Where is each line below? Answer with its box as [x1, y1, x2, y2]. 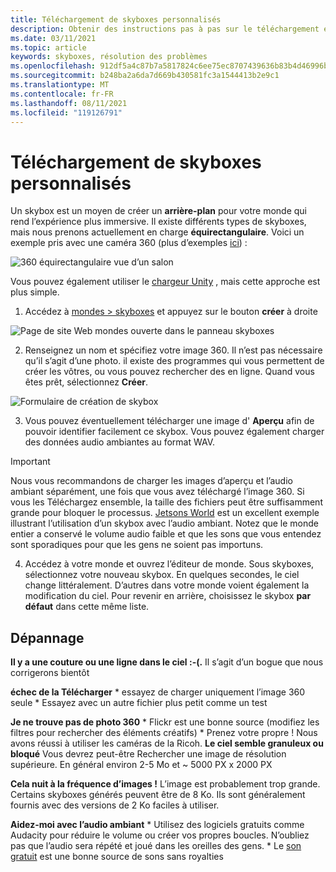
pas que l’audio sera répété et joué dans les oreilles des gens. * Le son [10, 840, 302, 852]
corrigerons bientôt [10, 667, 90, 679]
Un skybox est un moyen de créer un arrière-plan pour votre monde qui [10, 205, 308, 217]
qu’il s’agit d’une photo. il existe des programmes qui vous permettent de [24, 355, 325, 367]
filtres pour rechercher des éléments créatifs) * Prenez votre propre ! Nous [10, 727, 318, 739]
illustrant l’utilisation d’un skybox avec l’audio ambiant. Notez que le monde [10, 517, 320, 530]
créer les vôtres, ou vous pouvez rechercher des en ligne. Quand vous [24, 366, 315, 378]
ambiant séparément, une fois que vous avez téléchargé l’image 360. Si [10, 486, 305, 498]
